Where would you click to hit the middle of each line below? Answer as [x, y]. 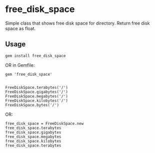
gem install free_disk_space [35, 56]
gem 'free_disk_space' [29, 74]
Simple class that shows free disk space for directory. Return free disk [77, 23]
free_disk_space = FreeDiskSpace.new [44, 123]
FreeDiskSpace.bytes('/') [32, 105]
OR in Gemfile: [20, 65]
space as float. [20, 28]
